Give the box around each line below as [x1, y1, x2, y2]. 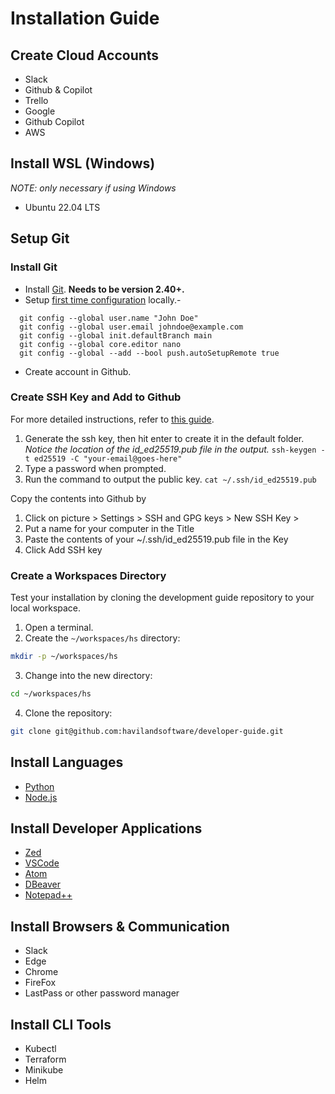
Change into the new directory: [24, 669, 153, 681]
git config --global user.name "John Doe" [19, 313, 199, 323]
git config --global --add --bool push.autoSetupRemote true [19, 348, 280, 358]
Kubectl [24, 1042, 57, 1054]
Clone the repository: [24, 707, 113, 719]
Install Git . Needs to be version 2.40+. [24, 283, 185, 295]
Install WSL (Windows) [10, 155, 156, 172]
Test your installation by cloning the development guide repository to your [10, 592, 315, 604]
